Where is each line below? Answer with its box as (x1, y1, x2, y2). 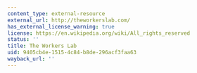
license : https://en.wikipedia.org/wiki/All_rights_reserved (7, 29, 191, 37)
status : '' (7, 36, 39, 43)
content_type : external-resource (7, 10, 106, 17)
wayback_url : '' (7, 56, 55, 63)
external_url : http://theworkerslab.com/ (7, 17, 131, 24)
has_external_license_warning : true (7, 23, 115, 30)
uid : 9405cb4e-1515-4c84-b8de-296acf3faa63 (7, 49, 137, 56)
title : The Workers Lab (7, 42, 77, 49)
